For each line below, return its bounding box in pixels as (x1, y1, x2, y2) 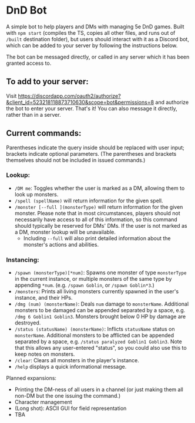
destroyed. (14, 319, 41, 326)
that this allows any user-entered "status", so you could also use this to (14, 345, 187, 352)
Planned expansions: (6, 375, 57, 382)
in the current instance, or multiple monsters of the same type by (14, 276, 172, 283)
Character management (14, 399, 72, 406)
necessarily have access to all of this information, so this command (14, 216, 177, 223)
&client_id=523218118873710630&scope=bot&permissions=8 (6, 99, 154, 106)
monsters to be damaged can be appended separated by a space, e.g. (14, 307, 186, 314)
